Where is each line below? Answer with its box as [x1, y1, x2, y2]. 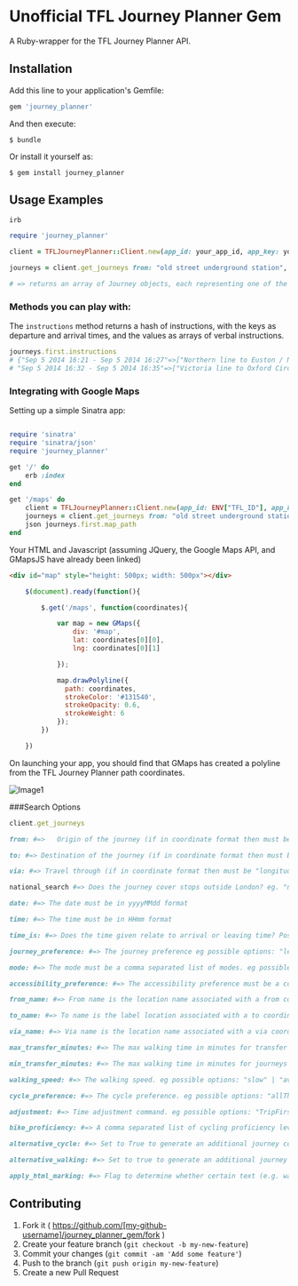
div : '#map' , [72, 627, 122, 636]
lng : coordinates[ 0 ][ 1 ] [72, 644, 161, 653]
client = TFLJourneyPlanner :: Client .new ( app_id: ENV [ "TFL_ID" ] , [25, 504, 268, 513]
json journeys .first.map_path [25, 520, 137, 530]
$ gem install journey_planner [9, 168, 125, 177]
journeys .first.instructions [9, 347, 117, 356]
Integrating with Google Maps [9, 385, 140, 397]
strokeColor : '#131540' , [65, 692, 157, 701]
